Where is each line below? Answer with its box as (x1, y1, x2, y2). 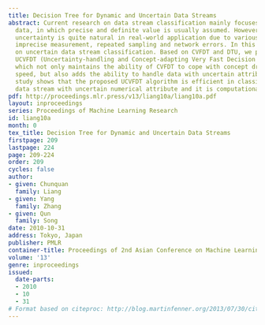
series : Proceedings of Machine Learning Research (8, 107, 178, 115)
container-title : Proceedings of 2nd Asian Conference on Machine (8, 246, 231, 254)
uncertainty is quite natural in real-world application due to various (15, 33, 259, 42)
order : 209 (8, 159, 44, 166)
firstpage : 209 (8, 136, 58, 144)
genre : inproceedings (8, 261, 80, 269)
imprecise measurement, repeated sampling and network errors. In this (15, 41, 256, 49)
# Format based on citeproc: (8, 304, 104, 312)
